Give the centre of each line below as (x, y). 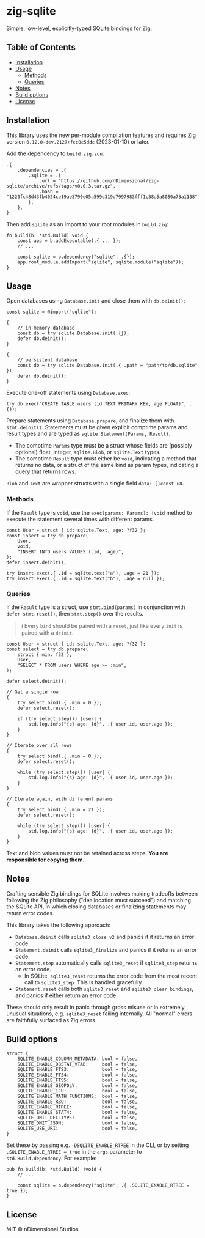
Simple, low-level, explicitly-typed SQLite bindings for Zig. (79, 28)
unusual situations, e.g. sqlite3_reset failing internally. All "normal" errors (99, 1014)
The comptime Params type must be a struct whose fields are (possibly (103, 446)
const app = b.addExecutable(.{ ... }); (69, 241)
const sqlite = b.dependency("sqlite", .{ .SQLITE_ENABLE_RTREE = (103, 1185)
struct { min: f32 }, (45, 654)
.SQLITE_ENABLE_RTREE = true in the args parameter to (74, 1151)
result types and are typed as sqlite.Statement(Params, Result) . (88, 434)
